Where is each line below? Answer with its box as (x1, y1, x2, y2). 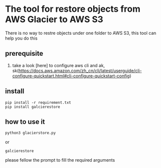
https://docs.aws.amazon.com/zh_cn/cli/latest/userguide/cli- (18, 68, 142, 73)
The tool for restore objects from (5, 3, 141, 15)
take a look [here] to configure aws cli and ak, (12, 62, 105, 68)
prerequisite (5, 49, 43, 58)
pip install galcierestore (5, 104, 60, 109)
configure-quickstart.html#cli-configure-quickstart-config (12, 72, 130, 79)
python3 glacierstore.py (5, 131, 56, 136)
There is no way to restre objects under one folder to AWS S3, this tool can (5, 30, 157, 36)
